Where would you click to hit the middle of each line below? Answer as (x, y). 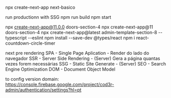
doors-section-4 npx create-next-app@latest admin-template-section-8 (81, 32)
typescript (16, 38)
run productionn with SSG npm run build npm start (58, 17)
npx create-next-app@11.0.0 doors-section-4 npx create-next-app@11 (79, 27)
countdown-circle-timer (30, 43)
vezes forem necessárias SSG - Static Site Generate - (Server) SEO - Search (86, 64)
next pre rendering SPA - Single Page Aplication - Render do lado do (77, 53)
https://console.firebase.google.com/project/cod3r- (60, 84)
